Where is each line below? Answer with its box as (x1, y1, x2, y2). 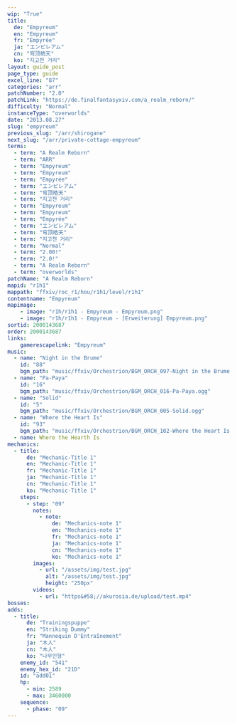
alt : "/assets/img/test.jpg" (45, 573, 132, 580)
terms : (7, 143, 27, 150)
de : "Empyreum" (13, 23, 59, 31)
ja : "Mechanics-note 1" (52, 540, 122, 547)
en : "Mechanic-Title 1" (26, 461, 97, 468)
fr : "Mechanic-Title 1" (26, 467, 97, 474)
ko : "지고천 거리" (13, 57, 61, 64)
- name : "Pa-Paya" (13, 374, 69, 382)
